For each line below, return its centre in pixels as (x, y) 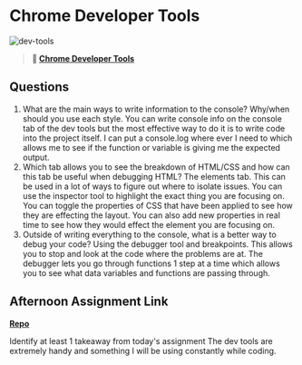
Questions (39, 87)
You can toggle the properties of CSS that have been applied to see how (157, 205)
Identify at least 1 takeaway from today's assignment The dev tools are (141, 340)
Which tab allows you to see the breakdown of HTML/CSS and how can (156, 167)
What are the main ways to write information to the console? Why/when (156, 109)
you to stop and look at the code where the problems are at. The (142, 253)
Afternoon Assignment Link (89, 302)
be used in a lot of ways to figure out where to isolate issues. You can (152, 186)
